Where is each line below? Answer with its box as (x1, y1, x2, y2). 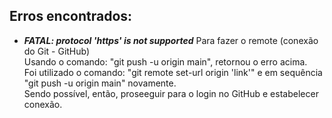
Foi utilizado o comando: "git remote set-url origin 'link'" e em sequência (23, 66, 323, 78)
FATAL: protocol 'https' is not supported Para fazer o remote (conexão (23, 34, 319, 46)
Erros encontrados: (9, 8, 133, 25)
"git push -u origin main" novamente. (23, 77, 177, 89)
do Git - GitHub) (23, 45, 91, 57)
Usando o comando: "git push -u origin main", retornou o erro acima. (23, 55, 308, 68)
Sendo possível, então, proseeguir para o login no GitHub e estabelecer (23, 87, 319, 99)
